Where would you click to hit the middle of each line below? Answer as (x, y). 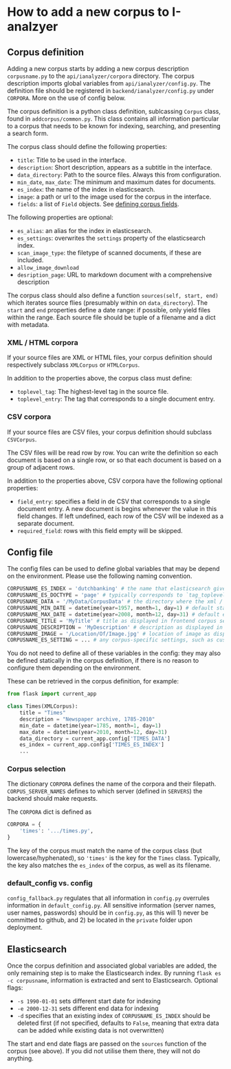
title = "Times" (43, 713)
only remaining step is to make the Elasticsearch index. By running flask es (114, 973)
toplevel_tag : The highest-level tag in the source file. (93, 392)
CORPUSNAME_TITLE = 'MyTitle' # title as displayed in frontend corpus (112, 621)
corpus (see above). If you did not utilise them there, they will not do (104, 1051)
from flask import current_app (52, 694)
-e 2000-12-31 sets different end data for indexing (88, 1008)
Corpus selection (36, 769)
